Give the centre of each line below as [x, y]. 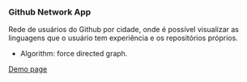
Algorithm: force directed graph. [74, 54]
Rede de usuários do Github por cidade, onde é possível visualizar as [124, 30]
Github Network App [50, 12]
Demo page [28, 69]
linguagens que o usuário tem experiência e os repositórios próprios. [123, 38]
